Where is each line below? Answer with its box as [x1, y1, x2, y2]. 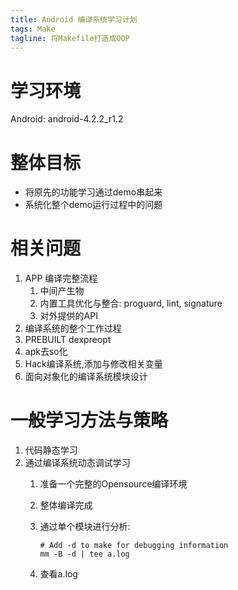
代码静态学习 [24, 444, 78, 456]
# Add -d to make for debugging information [39, 541, 229, 551]
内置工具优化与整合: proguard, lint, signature [39, 297, 223, 310]
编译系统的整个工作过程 [24, 322, 122, 335]
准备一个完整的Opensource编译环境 [39, 478, 188, 490]
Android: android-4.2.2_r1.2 [10, 113, 124, 125]
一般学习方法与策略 [10, 409, 169, 432]
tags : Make [10, 24, 56, 34]
